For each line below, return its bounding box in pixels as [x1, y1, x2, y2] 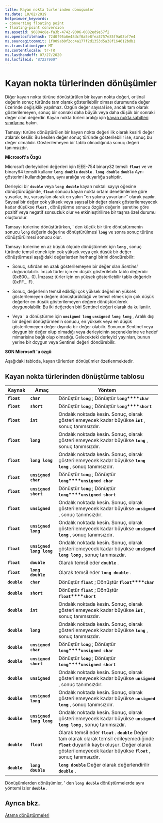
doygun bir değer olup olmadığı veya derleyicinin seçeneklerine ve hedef [12, 329, 158, 335]
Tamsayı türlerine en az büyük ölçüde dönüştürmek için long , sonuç [5, 244, 142, 250]
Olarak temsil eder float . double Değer [58, 729, 148, 736]
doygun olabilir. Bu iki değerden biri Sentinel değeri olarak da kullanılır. [12, 304, 151, 310]
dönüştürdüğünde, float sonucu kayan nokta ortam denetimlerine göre [5, 188, 147, 195]
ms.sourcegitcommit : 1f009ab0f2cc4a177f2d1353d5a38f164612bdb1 [5, 39, 136, 44]
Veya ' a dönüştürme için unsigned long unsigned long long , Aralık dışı [12, 314, 155, 319]
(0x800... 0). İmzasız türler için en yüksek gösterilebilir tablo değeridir [12, 274, 152, 280]
